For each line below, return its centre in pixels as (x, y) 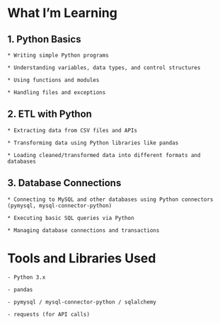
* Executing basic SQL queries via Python (71, 218)
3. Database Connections (64, 183)
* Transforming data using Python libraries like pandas (93, 143)
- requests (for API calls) (49, 314)
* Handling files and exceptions (57, 93)
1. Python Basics (44, 39)
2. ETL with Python (50, 114)
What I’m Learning (63, 13)
